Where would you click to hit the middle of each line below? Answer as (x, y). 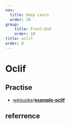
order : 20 (20, 19)
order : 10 (25, 34)
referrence (23, 116)
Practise (19, 88)
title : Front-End (33, 29)
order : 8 (15, 44)
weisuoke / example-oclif (39, 100)
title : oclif (19, 39)
